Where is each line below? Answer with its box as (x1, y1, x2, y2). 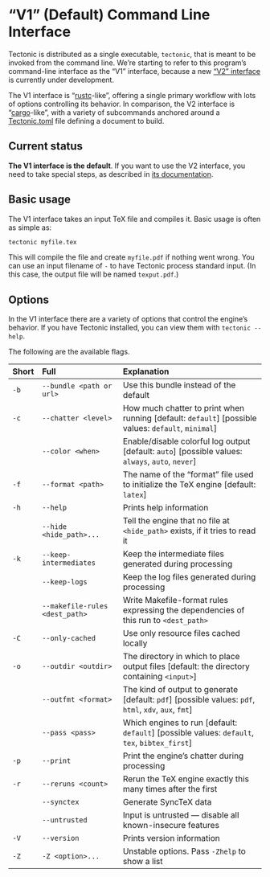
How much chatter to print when (122, 403, 245, 414)
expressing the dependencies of (122, 604, 245, 616)
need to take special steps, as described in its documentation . (8, 169, 214, 178)
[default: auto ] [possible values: (122, 446, 243, 457)
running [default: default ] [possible (122, 412, 257, 424)
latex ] (122, 489, 147, 500)
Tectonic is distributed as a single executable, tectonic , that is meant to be (8, 49, 256, 59)
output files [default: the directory (122, 661, 251, 672)
